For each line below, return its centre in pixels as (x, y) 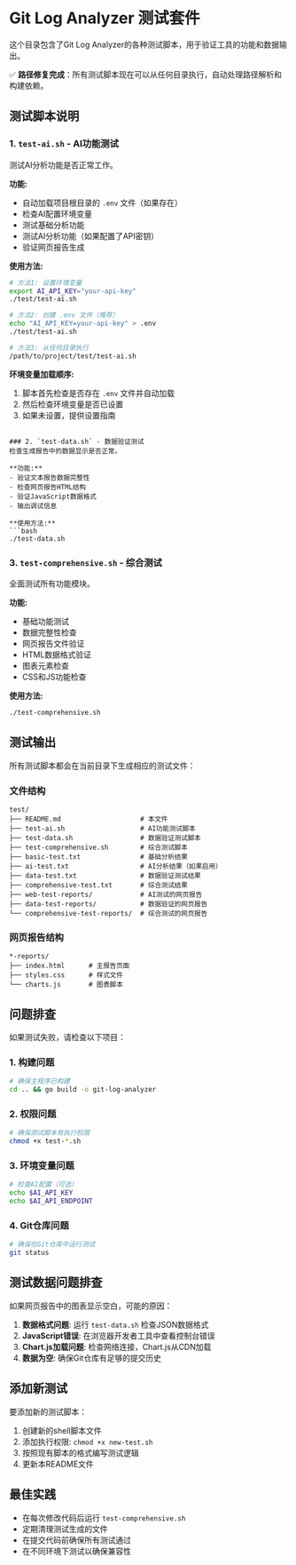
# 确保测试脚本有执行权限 (50, 1133)
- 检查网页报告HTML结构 (48, 487)
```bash (23, 531)
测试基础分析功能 (53, 225)
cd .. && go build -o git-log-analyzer (83, 1090)
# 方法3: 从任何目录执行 (49, 347)
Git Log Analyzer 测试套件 (105, 18)
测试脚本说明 (44, 116)
